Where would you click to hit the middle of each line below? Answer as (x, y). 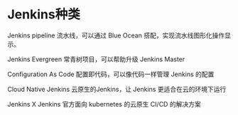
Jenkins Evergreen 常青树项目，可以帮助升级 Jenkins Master (96, 59)
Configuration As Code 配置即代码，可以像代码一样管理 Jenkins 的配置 (111, 74)
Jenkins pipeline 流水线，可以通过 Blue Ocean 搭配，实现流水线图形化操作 (116, 35)
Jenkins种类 (44, 14)
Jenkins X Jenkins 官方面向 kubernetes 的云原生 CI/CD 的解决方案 (104, 104)
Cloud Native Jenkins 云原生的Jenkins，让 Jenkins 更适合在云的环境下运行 (117, 89)
